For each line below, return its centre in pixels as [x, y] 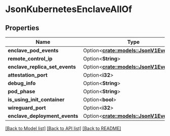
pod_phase [22, 91]
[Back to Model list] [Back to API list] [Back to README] [63, 128]
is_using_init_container [36, 99]
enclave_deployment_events [43, 116]
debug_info [22, 83]
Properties [22, 28]
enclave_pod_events [33, 50]
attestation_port [28, 75]
